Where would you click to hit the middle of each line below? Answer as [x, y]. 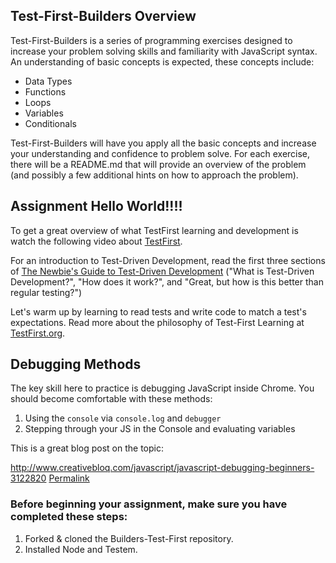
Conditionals [50, 123]
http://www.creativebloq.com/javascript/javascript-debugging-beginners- [162, 468]
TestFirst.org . [38, 333]
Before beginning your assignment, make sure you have [149, 504]
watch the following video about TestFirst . [96, 241]
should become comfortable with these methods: [111, 399]
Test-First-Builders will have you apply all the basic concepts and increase [163, 143]
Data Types [48, 81]
